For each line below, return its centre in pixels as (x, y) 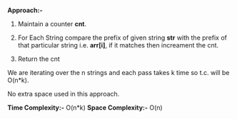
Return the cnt (39, 59)
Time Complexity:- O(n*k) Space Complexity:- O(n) (85, 108)
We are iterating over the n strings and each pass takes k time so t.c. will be (118, 73)
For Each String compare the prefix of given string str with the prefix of (122, 38)
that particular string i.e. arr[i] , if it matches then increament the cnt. (118, 45)
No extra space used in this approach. (64, 94)
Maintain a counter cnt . (52, 24)
